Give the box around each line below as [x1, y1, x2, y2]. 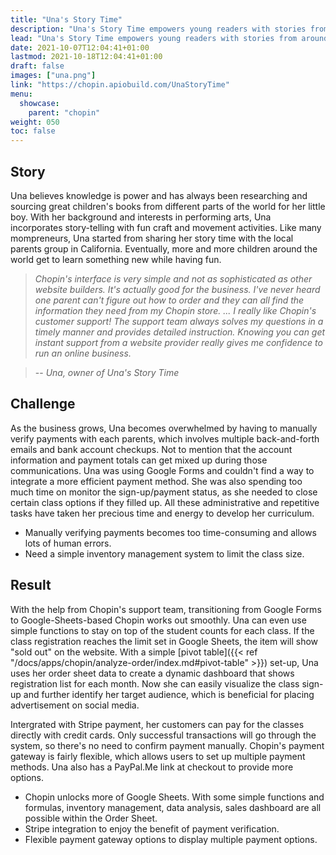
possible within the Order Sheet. [24, 812, 158, 824]
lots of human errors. [24, 537, 112, 549]
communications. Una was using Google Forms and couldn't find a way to [10, 464, 315, 476]
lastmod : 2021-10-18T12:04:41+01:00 [10, 52, 163, 62]
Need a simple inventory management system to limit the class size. [24, 547, 305, 560]
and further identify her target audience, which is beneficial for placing [23, 688, 315, 700]
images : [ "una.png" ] [10, 71, 97, 81]
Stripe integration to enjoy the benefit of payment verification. [24, 822, 280, 835]
